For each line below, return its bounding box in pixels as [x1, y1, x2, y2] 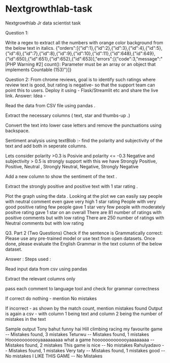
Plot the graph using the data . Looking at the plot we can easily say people [5, 193, 162, 199]
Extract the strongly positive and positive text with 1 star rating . [5, 183, 138, 189]
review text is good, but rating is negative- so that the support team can [5, 82, 156, 88]
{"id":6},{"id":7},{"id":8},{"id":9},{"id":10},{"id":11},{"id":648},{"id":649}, [5, 50, 156, 56]
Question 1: [5, 29, 29, 36]
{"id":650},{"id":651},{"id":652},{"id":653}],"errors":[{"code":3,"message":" [5, 55, 163, 62]
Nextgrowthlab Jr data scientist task [5, 20, 81, 26]
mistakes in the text [5, 316, 46, 322]
